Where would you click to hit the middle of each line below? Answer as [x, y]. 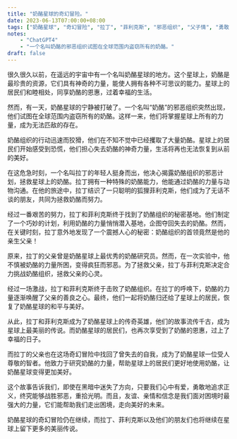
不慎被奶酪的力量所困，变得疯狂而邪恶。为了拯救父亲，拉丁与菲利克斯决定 [115, 264]
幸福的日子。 [26, 339]
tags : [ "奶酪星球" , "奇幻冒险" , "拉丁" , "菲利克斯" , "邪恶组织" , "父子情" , [110, 27]
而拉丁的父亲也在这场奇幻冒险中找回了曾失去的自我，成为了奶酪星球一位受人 [119, 354]
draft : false [26, 54]
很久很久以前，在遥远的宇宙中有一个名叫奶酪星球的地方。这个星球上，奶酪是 [119, 74]
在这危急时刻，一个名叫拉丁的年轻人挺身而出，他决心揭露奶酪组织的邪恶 [112, 172]
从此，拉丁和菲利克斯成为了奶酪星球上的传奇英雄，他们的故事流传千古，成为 [119, 321]
